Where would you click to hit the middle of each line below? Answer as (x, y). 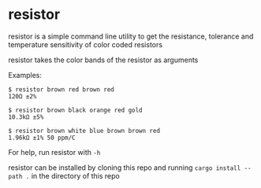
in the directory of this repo (75, 175)
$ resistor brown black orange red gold (76, 110)
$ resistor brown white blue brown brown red (84, 131)
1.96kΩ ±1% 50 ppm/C (42, 138)
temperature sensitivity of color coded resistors (86, 44)
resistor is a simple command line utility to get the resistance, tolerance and (131, 36)
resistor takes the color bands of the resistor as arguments (103, 60)
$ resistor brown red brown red (61, 89)
